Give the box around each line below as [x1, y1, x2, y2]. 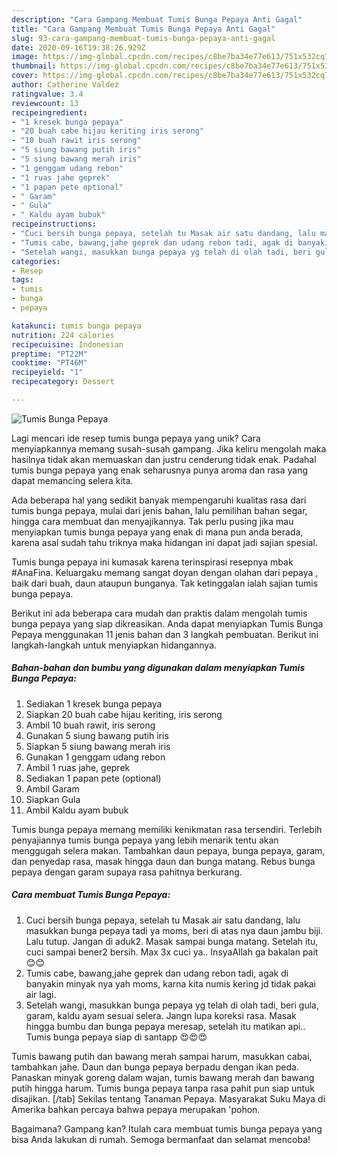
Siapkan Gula [25, 793, 81, 805]
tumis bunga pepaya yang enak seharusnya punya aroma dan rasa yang [11, 464, 309, 476]
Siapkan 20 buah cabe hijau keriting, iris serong [25, 708, 223, 720]
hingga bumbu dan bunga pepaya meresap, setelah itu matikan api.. [25, 1020, 306, 1032]
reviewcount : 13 [11, 98, 79, 108]
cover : [11, 71, 39, 81]
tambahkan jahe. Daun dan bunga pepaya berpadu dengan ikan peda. [11, 1061, 299, 1073]
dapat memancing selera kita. [11, 474, 134, 486]
